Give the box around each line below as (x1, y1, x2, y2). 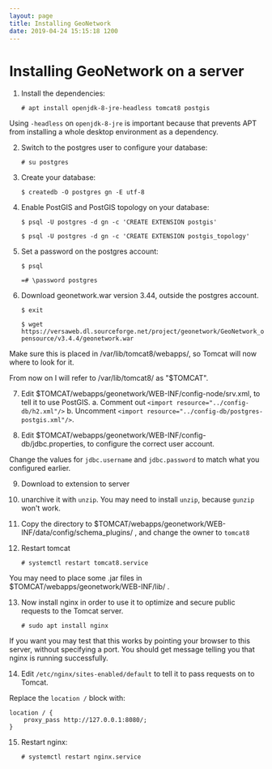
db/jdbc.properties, (20, 439, 86, 449)
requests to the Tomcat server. (20, 606, 124, 616)
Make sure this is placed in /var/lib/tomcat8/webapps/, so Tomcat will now (9, 349, 257, 359)
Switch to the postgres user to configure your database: (20, 143, 208, 152)
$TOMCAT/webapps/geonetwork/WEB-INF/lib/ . (9, 582, 170, 592)
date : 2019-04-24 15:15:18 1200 (9, 27, 118, 35)
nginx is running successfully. (9, 653, 108, 663)
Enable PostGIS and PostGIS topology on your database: (20, 203, 210, 212)
